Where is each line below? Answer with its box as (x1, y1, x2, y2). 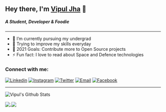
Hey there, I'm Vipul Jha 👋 (5, 5, 86, 13)
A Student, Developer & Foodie (5, 18, 70, 25)
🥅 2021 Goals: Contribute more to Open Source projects (12, 46, 126, 52)
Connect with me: (5, 66, 49, 73)
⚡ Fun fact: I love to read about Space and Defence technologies (12, 52, 144, 58)
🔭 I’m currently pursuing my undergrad (12, 36, 91, 42)
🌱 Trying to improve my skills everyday (12, 41, 91, 47)
